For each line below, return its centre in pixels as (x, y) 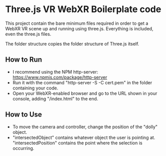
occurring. (23, 148)
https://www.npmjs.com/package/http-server (60, 77)
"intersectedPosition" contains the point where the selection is (77, 143)
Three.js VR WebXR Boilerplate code (83, 9)
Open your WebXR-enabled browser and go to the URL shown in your (85, 93)
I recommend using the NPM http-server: (55, 72)
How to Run (24, 60)
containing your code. (35, 88)
